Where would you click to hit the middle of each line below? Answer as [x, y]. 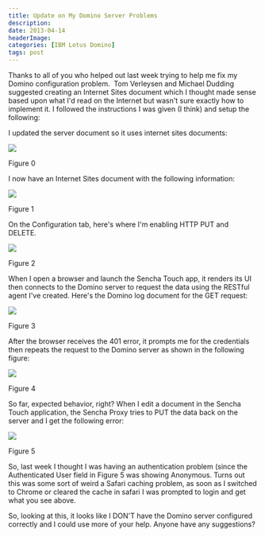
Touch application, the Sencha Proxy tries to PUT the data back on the [123, 412]
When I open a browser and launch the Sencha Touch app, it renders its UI [130, 278]
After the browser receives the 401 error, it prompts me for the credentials [129, 341]
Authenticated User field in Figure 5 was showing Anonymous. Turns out [127, 475]
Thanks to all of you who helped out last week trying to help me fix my [123, 75]
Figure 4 [22, 388]
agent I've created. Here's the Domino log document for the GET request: [128, 296]
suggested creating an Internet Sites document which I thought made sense [132, 92]
